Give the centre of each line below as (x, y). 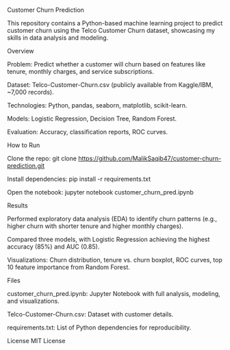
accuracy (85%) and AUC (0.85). (53, 247)
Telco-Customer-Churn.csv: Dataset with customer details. (90, 314)
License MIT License (36, 341)
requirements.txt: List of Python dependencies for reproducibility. (99, 327)
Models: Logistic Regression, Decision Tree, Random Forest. (92, 118)
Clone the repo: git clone (42, 158)
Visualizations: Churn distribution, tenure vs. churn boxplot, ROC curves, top (115, 260)
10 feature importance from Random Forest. (68, 267)
